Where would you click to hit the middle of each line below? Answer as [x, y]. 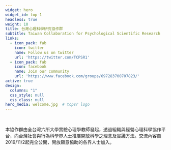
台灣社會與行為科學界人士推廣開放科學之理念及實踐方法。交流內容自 [90, 136]
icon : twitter [29, 48]
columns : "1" [24, 90]
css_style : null [27, 95]
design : [13, 85]
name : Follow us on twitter [44, 52]
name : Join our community [42, 72]
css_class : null [27, 100]
